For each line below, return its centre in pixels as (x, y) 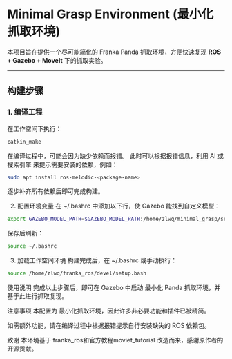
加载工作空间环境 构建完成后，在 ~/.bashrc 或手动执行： (97, 260)
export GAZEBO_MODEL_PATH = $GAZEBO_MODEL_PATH (74, 219)
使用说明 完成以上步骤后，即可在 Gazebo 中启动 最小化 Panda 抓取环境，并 (114, 288)
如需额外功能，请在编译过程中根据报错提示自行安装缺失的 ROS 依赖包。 (109, 326)
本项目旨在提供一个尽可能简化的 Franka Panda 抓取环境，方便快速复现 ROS (114, 52)
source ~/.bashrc (32, 246)
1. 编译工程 (25, 113)
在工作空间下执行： (35, 128)
